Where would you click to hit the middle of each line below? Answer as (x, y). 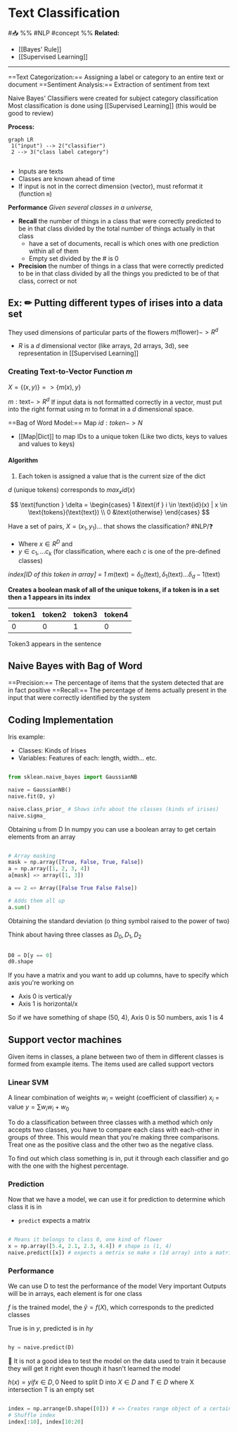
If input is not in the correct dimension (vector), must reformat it (110, 186)
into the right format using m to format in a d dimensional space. (101, 409)
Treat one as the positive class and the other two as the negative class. (111, 1144)
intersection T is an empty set (51, 1390)
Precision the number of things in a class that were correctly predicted (121, 266)
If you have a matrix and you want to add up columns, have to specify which (118, 975)
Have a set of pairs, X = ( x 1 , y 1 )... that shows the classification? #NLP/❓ (110, 527)
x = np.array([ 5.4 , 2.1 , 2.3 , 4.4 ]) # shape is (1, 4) (90, 1246)
